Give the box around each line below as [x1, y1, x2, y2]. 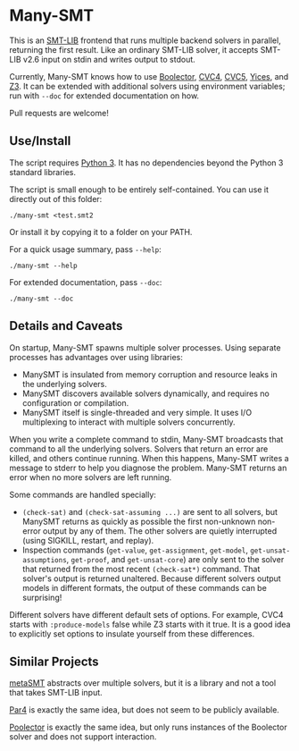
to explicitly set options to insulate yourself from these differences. [9, 628, 255, 639]
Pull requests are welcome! [9, 107, 109, 118]
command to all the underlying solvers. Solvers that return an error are [9, 443, 269, 454]
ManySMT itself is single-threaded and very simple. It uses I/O [21, 407, 253, 418]
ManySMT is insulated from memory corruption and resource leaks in [21, 368, 278, 380]
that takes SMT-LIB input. [9, 688, 103, 698]
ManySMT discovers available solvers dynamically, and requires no [21, 388, 270, 399]
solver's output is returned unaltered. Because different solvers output [21, 573, 281, 584]
